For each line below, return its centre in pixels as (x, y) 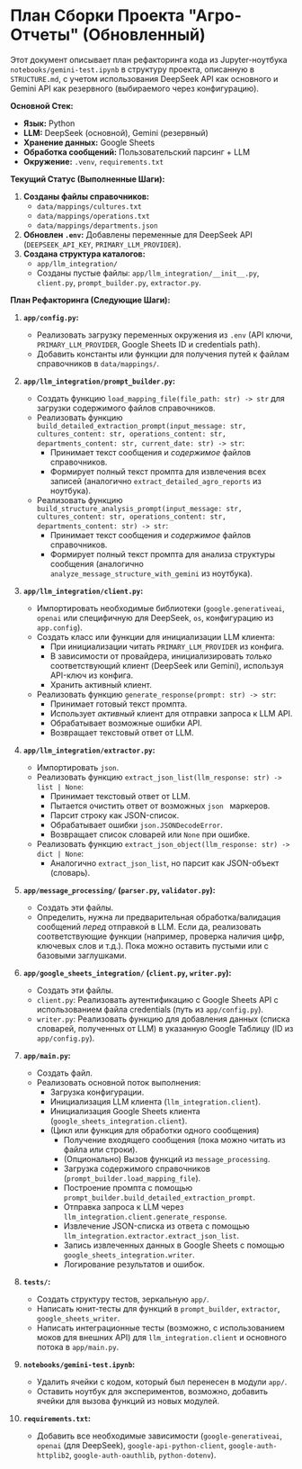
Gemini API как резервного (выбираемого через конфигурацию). (135, 88)
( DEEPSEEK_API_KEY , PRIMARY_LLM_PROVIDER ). (102, 244)
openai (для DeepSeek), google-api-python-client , (132, 1445)
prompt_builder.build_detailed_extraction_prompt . (159, 1197)
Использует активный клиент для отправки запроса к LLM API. (171, 713)
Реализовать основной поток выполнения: (119, 1082)
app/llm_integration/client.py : (83, 590)
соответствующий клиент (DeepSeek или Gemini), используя (167, 665)
